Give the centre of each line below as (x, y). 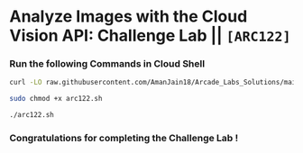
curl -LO (26, 83)
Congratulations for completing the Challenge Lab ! (124, 139)
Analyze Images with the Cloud (129, 17)
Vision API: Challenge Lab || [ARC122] (150, 36)
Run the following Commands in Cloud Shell (107, 64)
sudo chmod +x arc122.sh (56, 99)
